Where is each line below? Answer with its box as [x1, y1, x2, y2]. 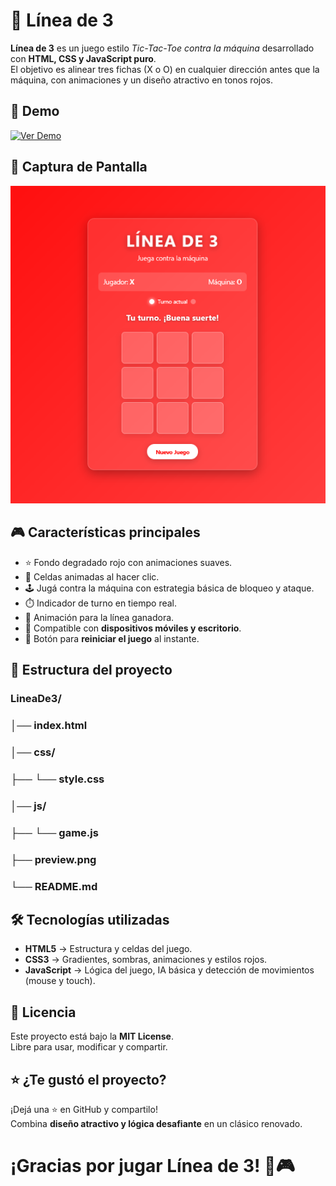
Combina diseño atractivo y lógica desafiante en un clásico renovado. [10, 1118, 303, 1130]
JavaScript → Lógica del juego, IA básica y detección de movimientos [24, 964, 315, 976]
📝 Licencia [10, 1004, 77, 1021]
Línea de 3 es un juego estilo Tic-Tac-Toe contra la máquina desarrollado [10, 42, 315, 54]
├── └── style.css [10, 772, 105, 786]
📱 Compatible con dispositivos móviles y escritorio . [24, 622, 242, 634]
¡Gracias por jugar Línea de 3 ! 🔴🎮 [10, 1155, 295, 1178]
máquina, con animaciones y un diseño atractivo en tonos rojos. [10, 74, 273, 86]
